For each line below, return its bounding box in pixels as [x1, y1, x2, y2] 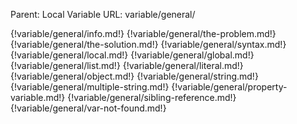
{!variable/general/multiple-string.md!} [10, 81, 170, 93]
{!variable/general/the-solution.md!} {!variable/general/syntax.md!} [10, 39, 287, 50]
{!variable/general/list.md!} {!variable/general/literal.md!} [10, 60, 244, 71]
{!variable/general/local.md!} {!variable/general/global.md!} [10, 49, 255, 61]
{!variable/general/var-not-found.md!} [10, 102, 167, 114]
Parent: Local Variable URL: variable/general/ [10, 9, 196, 20]
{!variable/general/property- [171, 81, 288, 93]
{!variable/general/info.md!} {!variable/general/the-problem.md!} [10, 28, 277, 39]
